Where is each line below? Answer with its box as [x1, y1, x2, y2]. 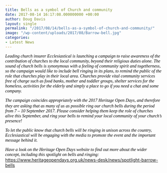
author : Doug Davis [5, 16, 46, 21]
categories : [5, 35, 30, 40]
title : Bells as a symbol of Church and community [5, 7, 113, 12]
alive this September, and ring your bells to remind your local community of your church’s [5, 113, 162, 119]
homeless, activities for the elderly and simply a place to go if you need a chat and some [5, 83, 159, 89]
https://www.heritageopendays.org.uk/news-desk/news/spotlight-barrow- [5, 157, 159, 163]
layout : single [5, 21, 37, 26]
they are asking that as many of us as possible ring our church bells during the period [5, 103, 155, 109]
